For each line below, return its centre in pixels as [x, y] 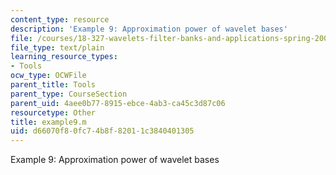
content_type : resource [60, 19]
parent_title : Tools [53, 85]
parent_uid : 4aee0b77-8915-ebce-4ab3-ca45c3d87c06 [118, 103]
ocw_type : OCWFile [48, 76]
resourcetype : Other [53, 112]
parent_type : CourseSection [69, 94]
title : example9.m [48, 122]
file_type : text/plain [57, 47]
